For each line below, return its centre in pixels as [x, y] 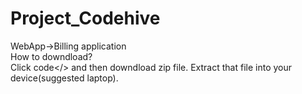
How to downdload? [51, 56]
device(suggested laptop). [64, 78]
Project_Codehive [85, 18]
